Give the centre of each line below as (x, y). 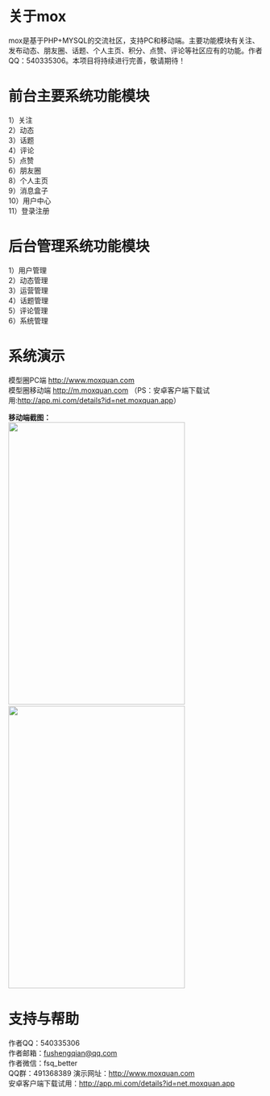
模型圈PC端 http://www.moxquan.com (71, 380)
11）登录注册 (29, 210)
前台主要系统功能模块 (79, 96)
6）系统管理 (28, 320)
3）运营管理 (28, 290)
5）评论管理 (28, 310)
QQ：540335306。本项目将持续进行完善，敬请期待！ (97, 60)
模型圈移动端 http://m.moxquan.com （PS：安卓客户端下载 (106, 390)
